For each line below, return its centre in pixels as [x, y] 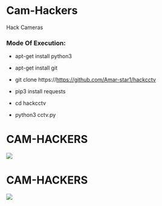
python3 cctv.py [35, 115]
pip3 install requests [40, 91]
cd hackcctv [31, 103]
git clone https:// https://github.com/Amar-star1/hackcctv [85, 80]
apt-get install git [36, 68]
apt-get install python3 [44, 56]
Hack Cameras [25, 27]
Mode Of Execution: [36, 43]
